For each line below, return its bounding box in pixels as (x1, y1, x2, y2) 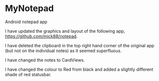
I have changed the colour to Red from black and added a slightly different (5, 66, 154, 72)
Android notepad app (5, 19, 48, 25)
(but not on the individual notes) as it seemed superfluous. (5, 48, 122, 54)
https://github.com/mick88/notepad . (5, 33, 78, 39)
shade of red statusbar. (5, 71, 52, 77)
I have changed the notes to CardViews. (5, 57, 85, 63)
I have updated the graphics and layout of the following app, (5, 28, 125, 34)
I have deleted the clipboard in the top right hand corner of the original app (5, 42, 155, 48)
